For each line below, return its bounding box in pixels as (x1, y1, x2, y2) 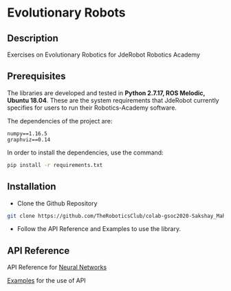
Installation (7, 181, 56, 192)
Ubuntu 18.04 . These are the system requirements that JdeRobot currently (7, 96, 219, 104)
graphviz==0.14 (7, 136, 51, 143)
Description (7, 32, 58, 44)
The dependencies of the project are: (7, 117, 113, 125)
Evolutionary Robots (7, 5, 126, 21)
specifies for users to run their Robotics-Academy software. (7, 103, 177, 112)
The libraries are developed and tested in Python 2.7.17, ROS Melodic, (7, 88, 206, 97)
